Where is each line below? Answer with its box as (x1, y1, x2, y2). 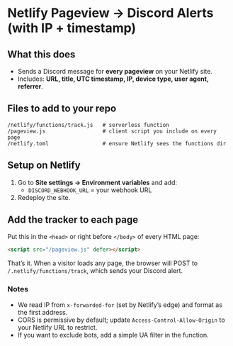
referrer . (17, 82, 44, 90)
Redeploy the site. (17, 193, 71, 201)
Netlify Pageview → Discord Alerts (7, 5, 214, 21)
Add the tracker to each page (7, 214, 139, 226)
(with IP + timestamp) (7, 20, 137, 36)
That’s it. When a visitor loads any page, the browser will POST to (7, 259, 198, 267)
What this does (7, 48, 76, 60)
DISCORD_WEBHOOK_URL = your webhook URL (28, 186, 152, 194)
